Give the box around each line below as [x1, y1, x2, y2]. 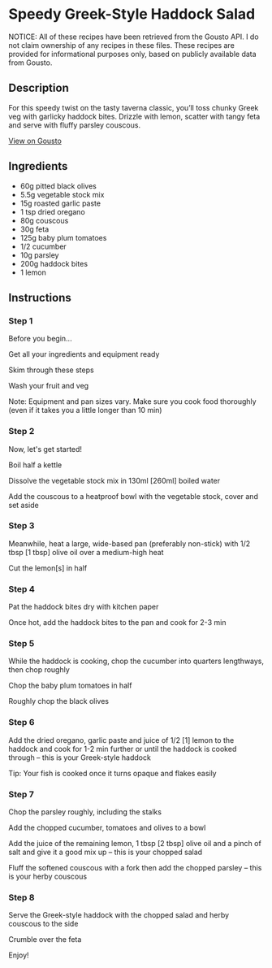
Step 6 [8, 717, 35, 728]
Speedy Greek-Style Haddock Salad [8, 5, 256, 24]
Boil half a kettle [8, 460, 63, 470]
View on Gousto [8, 136, 63, 145]
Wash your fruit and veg [8, 381, 89, 391]
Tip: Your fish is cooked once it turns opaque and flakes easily [8, 768, 217, 778]
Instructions [8, 290, 71, 305]
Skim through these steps [8, 365, 95, 375]
